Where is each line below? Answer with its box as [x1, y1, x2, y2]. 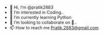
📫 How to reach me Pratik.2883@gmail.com [9, 25, 99, 30]
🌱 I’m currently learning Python [9, 15, 72, 20]
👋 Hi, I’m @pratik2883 [9, 5, 54, 10]
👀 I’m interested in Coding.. [9, 9, 64, 15]
